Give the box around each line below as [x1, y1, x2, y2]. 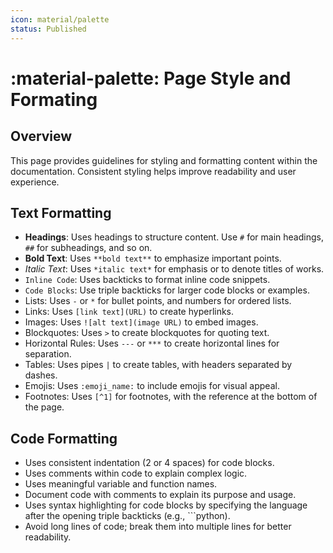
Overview [10, 128, 73, 145]
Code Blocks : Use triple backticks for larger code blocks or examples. [24, 284, 310, 296]
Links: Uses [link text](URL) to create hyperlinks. [24, 306, 235, 318]
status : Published [10, 24, 87, 34]
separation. [24, 348, 72, 360]
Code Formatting [10, 430, 118, 447]
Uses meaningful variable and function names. [24, 478, 218, 490]
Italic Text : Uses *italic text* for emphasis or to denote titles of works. [24, 263, 325, 275]
